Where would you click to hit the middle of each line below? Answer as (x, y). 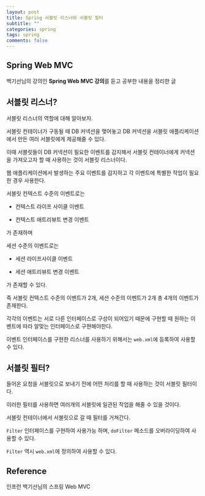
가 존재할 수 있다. (27, 285)
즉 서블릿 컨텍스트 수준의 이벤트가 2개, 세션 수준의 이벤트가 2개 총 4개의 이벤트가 (102, 298)
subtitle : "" (23, 23)
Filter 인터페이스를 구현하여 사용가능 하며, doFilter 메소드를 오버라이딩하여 (98, 431)
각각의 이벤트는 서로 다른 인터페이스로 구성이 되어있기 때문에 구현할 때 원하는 (98, 318)
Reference (27, 471)
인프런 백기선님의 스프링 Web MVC (48, 487)
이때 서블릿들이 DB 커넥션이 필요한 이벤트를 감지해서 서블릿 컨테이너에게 (93, 152)
